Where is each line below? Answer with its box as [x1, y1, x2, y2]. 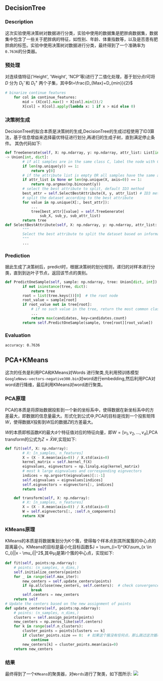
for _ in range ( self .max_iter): [14, 574, 79, 579]
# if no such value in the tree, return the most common [31, 307, 149, 312]
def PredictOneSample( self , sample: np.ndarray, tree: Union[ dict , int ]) [5, 279, 158, 284]
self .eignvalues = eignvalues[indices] [22, 477, 103, 483]
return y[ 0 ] [31, 168, 55, 173]
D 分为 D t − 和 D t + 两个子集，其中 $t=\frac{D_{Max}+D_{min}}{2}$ [5, 79, 133, 87]
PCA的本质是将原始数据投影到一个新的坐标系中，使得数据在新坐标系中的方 [5, 407, 154, 413]
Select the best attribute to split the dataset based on [22, 231, 142, 236]
